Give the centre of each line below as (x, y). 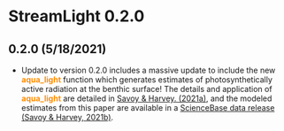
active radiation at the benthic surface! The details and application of (146, 89)
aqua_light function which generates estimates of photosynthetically (147, 80)
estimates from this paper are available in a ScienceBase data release (148, 108)
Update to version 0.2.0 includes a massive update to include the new (148, 70)
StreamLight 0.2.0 (77, 16)
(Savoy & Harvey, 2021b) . (67, 117)
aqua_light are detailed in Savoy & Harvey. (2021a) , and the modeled (146, 98)
